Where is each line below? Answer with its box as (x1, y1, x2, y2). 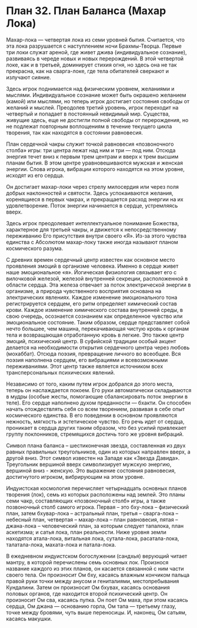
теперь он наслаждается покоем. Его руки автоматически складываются (6, 386, 192, 393)
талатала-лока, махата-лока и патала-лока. (6, 541, 116, 548)
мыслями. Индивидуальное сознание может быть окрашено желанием (6, 91, 186, 98)
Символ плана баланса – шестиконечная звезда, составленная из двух (6, 442, 186, 449)
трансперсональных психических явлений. (6, 369, 115, 376)
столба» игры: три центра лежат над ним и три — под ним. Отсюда (6, 146, 176, 154)
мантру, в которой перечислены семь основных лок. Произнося (6, 558, 169, 565)
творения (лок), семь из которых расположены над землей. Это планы (6, 491, 185, 498)
